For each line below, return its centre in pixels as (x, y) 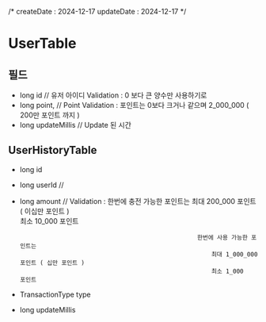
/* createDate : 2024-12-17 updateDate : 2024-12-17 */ (97, 11)
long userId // (42, 185)
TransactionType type (55, 294)
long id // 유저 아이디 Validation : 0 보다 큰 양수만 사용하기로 (113, 95)
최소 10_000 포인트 (49, 220)
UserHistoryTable (53, 150)
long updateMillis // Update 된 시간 (76, 125)
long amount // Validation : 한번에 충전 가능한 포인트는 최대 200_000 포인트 (138, 201)
